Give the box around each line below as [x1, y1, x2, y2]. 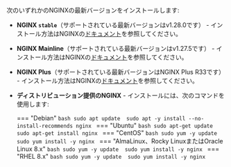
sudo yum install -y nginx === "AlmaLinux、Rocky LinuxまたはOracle [16, 137, 223, 145]
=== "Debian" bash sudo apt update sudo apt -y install [16, 114, 186, 122]
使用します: [16, 100, 49, 108]
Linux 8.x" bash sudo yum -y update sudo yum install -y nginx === [16, 145, 220, 153]
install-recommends [16, 122, 74, 129]
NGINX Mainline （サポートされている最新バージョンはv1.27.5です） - [16, 45, 215, 52]
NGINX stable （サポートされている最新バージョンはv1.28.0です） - [16, 21, 209, 29]
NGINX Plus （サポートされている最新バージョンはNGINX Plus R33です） [16, 68, 225, 76]
